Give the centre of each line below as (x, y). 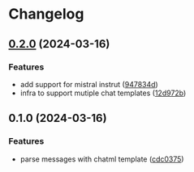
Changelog (46, 14)
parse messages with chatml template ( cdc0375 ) (102, 159)
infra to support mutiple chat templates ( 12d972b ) (103, 93)
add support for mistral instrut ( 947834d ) (89, 84)
